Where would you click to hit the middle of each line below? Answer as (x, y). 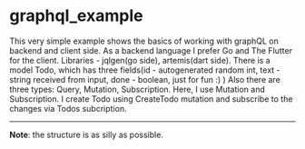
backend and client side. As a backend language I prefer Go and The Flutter (151, 50)
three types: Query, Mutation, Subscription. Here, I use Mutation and (137, 89)
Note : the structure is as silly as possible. (86, 134)
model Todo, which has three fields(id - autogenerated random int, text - (145, 70)
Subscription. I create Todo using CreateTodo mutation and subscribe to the (151, 99)
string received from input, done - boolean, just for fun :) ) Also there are (145, 79)
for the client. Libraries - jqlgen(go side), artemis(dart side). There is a (140, 60)
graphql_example (76, 16)
